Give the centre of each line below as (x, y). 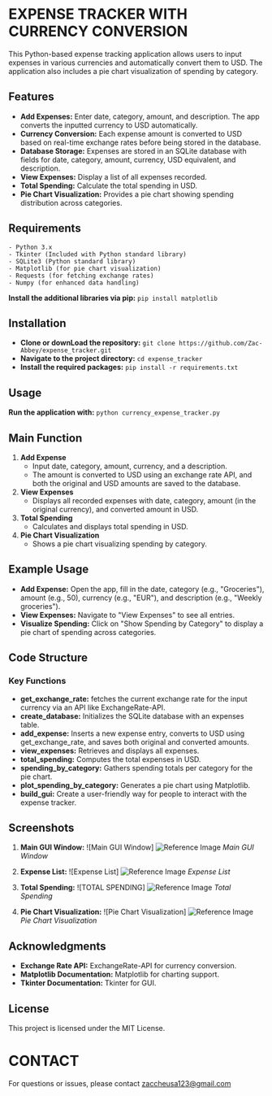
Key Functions (37, 681)
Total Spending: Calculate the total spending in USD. (108, 185)
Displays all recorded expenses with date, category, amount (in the (144, 500)
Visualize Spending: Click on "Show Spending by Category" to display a (142, 624)
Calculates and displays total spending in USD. (110, 526)
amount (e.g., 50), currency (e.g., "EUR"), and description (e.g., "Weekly (141, 598)
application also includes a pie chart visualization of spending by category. (133, 71)
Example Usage (49, 570)
